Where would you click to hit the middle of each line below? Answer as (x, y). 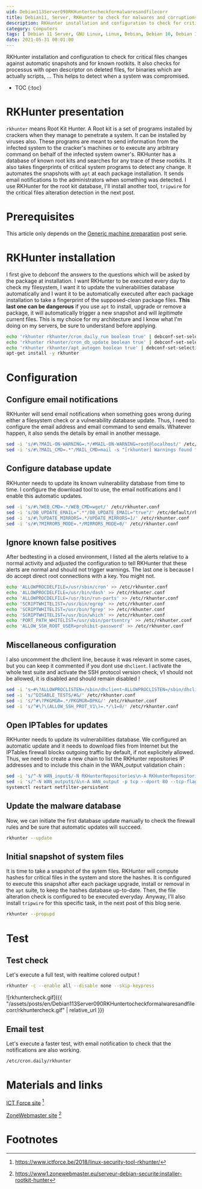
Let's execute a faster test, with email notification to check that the (89, 1043)
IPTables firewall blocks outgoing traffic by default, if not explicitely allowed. (100, 752)
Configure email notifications (62, 400)
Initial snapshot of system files (65, 857)
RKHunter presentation (65, 112)
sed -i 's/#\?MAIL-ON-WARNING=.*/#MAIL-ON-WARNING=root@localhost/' (94, 444)
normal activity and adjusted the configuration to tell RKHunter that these (97, 564)
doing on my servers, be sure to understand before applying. (82, 325)
